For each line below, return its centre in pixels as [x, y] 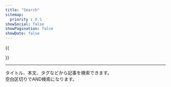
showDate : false [22, 33]
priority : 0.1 [26, 19]
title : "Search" [22, 10]
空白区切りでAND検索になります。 [41, 79]
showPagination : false [29, 29]
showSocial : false [25, 24]
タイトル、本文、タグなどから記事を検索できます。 [59, 73]
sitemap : [15, 15]
